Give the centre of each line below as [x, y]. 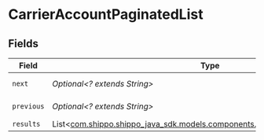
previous [28, 107]
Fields [24, 44]
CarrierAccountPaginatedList [106, 15]
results [26, 124]
